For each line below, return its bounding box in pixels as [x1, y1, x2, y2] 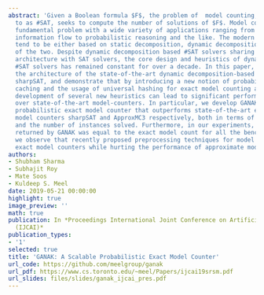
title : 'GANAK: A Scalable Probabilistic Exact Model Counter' [8, 253, 220, 260]
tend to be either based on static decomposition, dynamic [15, 41, 213, 49]
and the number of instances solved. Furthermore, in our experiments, [15, 121, 255, 129]
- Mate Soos [8, 172, 47, 181]
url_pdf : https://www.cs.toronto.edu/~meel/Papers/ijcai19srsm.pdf [8, 267, 234, 275]
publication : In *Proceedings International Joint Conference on [8, 216, 226, 224]
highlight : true [8, 194, 61, 202]
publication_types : [8, 231, 72, 239]
